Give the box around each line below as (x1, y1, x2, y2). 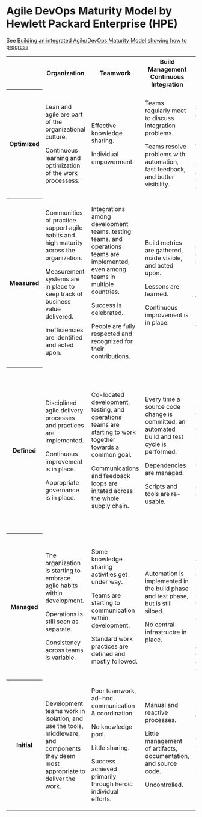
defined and (91, 649, 126, 658)
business (45, 297, 71, 305)
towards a (91, 443, 120, 451)
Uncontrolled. (145, 780, 183, 789)
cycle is (145, 440, 167, 448)
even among (91, 265, 126, 273)
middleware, (45, 729, 80, 738)
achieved (91, 765, 117, 773)
